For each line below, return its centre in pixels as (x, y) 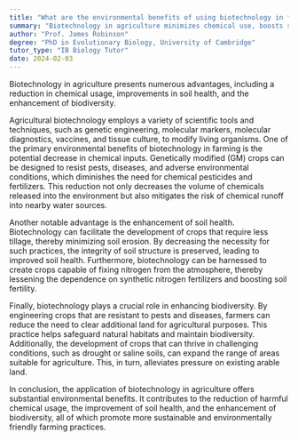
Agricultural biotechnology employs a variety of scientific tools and (132, 120)
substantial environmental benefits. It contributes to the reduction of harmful (149, 398)
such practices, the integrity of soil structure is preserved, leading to (134, 251)
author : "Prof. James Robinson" (69, 34)
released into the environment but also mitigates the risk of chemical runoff (146, 196)
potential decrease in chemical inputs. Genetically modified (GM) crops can (147, 158)
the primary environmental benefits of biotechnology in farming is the (136, 148)
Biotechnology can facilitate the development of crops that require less (139, 232)
